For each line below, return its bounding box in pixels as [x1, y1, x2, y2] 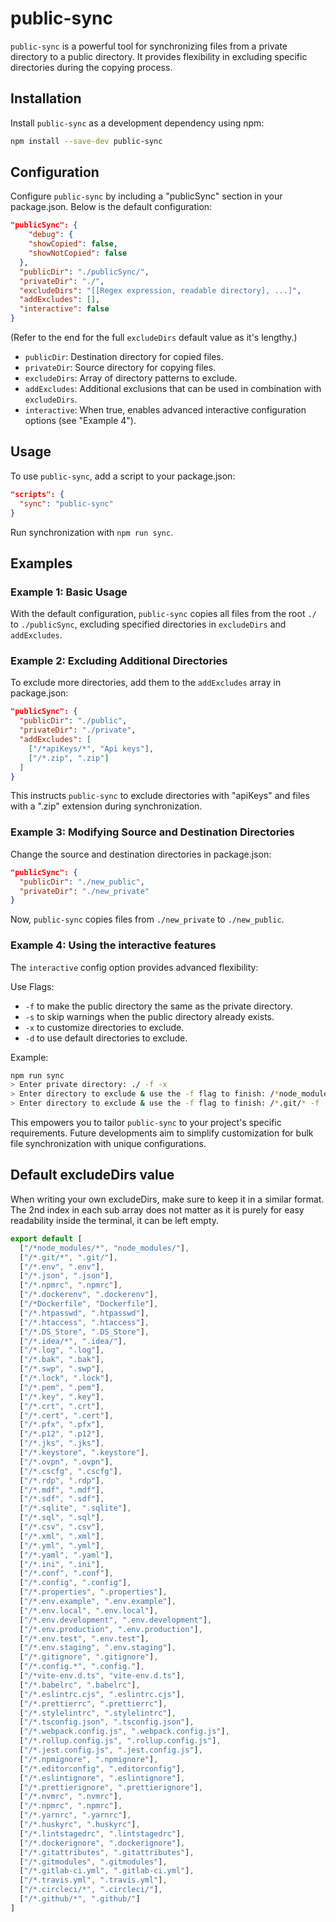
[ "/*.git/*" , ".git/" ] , [19, 1252, 118, 1262]
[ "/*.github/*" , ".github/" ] [19, 1894, 141, 1904]
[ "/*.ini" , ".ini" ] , [19, 1559, 105, 1569]
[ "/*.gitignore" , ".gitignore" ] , [19, 1652, 159, 1662]
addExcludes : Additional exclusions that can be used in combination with [24, 383, 322, 395]
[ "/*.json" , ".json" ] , [19, 1271, 114, 1281]
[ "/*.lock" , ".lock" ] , [19, 1373, 114, 1384]
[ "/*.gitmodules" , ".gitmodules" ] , [19, 1857, 168, 1867]
